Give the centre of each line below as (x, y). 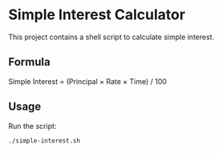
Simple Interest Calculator (97, 15)
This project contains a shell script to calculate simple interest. (111, 37)
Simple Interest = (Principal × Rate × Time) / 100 (87, 81)
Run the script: (32, 126)
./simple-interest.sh (44, 141)
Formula (29, 62)
